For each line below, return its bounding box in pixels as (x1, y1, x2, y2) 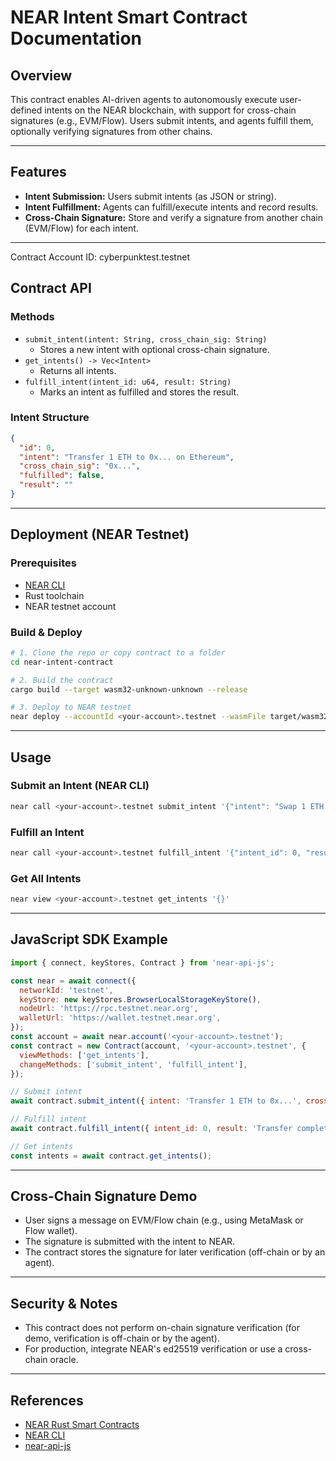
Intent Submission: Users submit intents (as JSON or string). (24, 190, 277, 202)
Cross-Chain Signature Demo (10, 1188, 198, 1205)
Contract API (10, 280, 92, 297)
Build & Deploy (10, 625, 83, 639)
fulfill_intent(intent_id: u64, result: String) (24, 377, 232, 387)
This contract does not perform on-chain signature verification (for (24, 1322, 301, 1334)
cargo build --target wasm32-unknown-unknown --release (10, 684, 248, 695)
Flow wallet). (24, 1225, 78, 1237)
